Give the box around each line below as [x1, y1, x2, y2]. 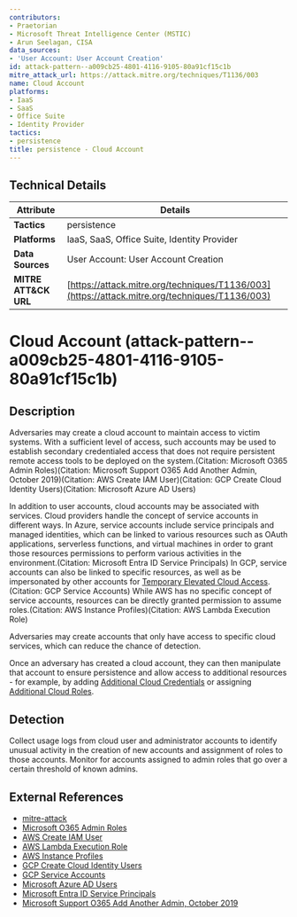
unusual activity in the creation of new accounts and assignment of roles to [9, 745, 283, 756]
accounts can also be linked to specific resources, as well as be [9, 567, 241, 577]
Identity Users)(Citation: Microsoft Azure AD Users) [9, 484, 196, 495]
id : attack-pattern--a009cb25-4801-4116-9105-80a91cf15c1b [9, 63, 232, 72]
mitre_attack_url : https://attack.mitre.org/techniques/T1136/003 [9, 71, 259, 80]
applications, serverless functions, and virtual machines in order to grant [9, 538, 274, 550]
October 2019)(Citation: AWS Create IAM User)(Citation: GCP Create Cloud [9, 474, 282, 485]
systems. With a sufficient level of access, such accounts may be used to [9, 436, 277, 448]
